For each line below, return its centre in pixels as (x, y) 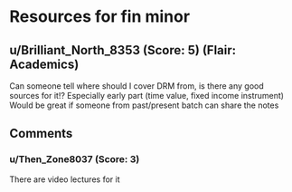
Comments (41, 134)
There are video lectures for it (65, 179)
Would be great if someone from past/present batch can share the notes (144, 105)
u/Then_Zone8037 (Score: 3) (75, 159)
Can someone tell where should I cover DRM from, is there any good (137, 86)
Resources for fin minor (100, 17)
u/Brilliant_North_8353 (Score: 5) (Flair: (123, 50)
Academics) (44, 64)
